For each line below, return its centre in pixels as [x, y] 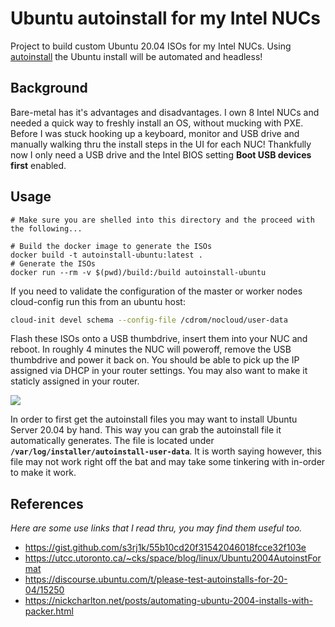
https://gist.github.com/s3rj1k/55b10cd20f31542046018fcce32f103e [165, 548]
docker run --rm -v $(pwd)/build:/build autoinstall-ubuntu [138, 272]
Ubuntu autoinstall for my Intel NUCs [166, 18]
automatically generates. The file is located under [112, 441]
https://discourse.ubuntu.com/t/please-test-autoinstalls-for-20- [156, 579]
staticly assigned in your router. [75, 381]
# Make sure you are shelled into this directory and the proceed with [162, 220]
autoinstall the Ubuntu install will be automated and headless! [136, 56]
